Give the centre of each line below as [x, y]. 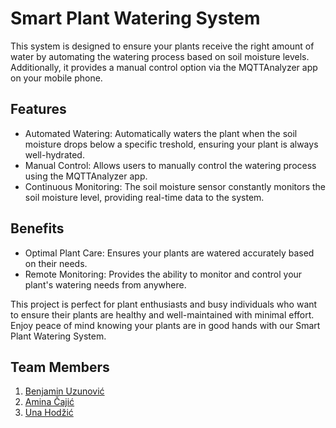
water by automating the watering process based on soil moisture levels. [160, 56]
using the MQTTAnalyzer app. [86, 176]
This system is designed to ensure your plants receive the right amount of [162, 46]
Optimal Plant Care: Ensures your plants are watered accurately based [169, 253]
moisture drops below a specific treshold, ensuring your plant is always [171, 144]
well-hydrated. [54, 154]
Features [38, 109]
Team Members [60, 367]
